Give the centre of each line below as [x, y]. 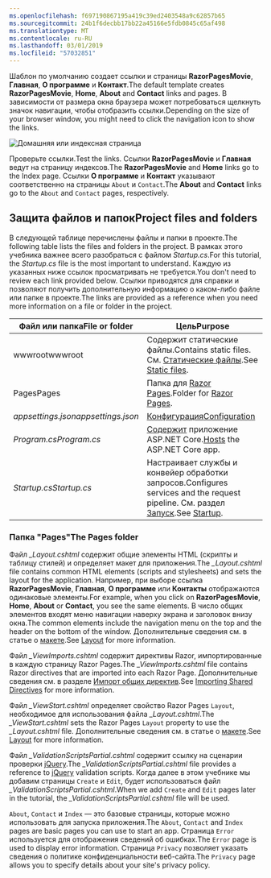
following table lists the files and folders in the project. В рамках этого [126, 246]
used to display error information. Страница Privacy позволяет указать [129, 848]
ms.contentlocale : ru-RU [51, 38]
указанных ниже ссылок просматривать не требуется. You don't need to [133, 271]
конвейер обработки [187, 472]
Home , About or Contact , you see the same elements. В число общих [126, 606]
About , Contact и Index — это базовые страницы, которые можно [119, 814]
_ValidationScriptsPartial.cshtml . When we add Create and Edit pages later [133, 789]
